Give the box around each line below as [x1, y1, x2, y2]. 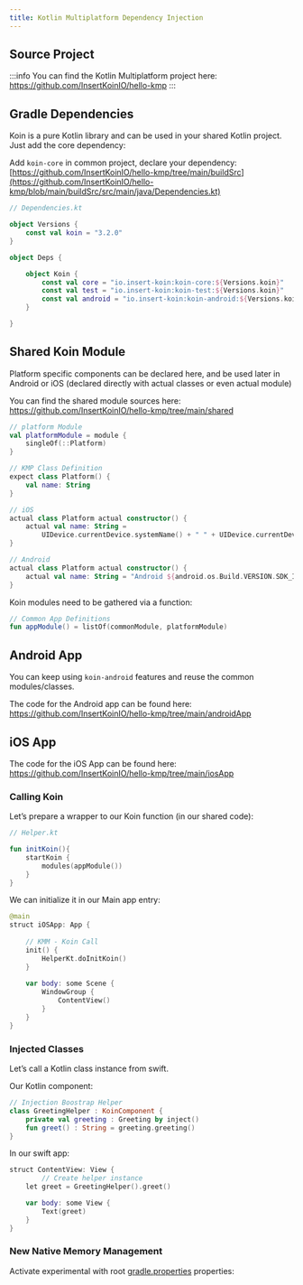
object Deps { [9, 253, 63, 262]
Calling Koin [9, 790, 64, 803]
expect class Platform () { [9, 472, 111, 481]
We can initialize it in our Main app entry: [9, 895, 161, 906]
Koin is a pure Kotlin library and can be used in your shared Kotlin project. [9, 130, 282, 141]
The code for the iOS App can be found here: [9, 758, 178, 768]
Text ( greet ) [41, 1206, 87, 1215]
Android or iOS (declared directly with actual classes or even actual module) [9, 377, 292, 388]
